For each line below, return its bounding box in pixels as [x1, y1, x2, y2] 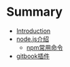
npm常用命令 [26, 43, 63, 51]
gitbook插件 [16, 52, 50, 60]
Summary [6, 4, 63, 20]
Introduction [16, 27, 51, 35]
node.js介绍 [16, 35, 50, 43]
